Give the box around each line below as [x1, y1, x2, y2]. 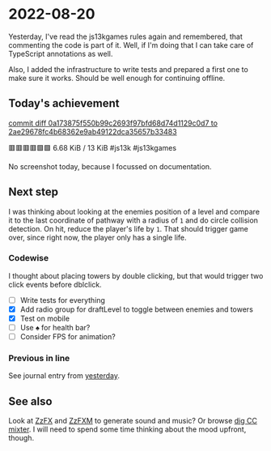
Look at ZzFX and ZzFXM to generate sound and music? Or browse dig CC [8, 416, 257, 426]
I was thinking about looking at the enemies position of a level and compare [8, 206, 260, 216]
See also [8, 394, 53, 408]
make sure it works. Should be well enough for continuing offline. [8, 73, 226, 83]
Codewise [8, 253, 49, 264]
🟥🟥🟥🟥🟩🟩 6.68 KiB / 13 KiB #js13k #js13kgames [8, 143, 176, 152]
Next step [8, 185, 59, 199]
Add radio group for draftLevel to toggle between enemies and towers [19, 304, 253, 314]
